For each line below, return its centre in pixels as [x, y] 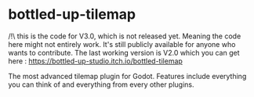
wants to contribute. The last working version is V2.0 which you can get [124, 52]
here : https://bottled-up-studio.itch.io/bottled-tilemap [95, 61]
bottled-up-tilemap [72, 14]
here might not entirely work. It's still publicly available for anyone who [122, 44]
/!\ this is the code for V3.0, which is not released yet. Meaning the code [125, 36]
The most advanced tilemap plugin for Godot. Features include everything [127, 76]
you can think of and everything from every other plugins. [101, 84]
